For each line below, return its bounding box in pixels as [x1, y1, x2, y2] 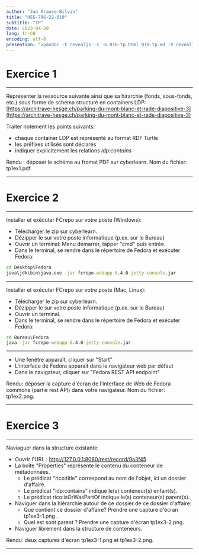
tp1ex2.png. [6, 393, 34, 400]
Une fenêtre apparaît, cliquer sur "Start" [14, 356, 113, 363]
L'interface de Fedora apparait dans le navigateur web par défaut [14, 362, 174, 369]
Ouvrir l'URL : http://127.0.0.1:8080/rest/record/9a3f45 [14, 456, 147, 463]
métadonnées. [14, 468, 50, 476]
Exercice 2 [6, 191, 59, 205]
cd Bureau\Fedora [6, 334, 49, 340]
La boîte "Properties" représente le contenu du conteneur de [14, 462, 163, 469]
